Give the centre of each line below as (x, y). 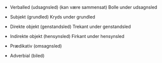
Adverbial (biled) (27, 55)
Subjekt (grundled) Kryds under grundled (52, 17)
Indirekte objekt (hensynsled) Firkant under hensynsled (67, 36)
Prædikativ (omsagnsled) (36, 46)
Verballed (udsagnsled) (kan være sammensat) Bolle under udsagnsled (84, 7)
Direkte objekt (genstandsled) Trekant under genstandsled (70, 26)
